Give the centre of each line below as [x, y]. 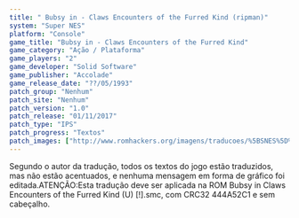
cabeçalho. [30, 204]
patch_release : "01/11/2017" [63, 116]
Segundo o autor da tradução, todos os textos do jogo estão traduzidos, [141, 166]
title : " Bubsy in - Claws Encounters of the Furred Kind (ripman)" [139, 17]
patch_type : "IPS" [43, 125]
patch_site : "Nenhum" [49, 100]
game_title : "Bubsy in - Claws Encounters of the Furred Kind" [129, 42]
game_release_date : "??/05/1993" [71, 83]
